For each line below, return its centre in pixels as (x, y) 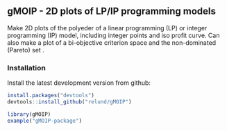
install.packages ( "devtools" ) (51, 96)
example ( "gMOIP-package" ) (44, 121)
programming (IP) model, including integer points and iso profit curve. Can (113, 35)
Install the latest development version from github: (79, 83)
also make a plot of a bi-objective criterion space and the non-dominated (112, 42)
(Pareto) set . (26, 50)
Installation (27, 68)
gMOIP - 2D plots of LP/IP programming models (112, 11)
